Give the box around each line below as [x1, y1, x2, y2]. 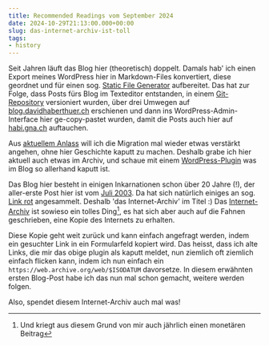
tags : [8, 34, 26, 42]
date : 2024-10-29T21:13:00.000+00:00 [8, 19, 134, 27]
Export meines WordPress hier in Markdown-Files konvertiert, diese [8, 72, 231, 82]
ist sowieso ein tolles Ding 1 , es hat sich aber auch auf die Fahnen [31, 205, 246, 216]
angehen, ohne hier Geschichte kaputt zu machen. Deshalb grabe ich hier [8, 147, 252, 157]
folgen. [8, 281, 32, 291]
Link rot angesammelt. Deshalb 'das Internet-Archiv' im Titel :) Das [8, 197, 228, 207]
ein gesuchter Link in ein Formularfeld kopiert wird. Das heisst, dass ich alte [8, 239, 259, 248]
